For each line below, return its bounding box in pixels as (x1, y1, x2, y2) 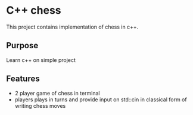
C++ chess (6, 4, 61, 17)
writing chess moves (14, 102, 66, 109)
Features (6, 74, 40, 84)
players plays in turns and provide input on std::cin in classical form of (14, 96, 187, 103)
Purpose (6, 41, 39, 51)
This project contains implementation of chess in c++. (6, 23, 139, 30)
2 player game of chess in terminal (14, 89, 100, 97)
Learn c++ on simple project (6, 56, 76, 63)
